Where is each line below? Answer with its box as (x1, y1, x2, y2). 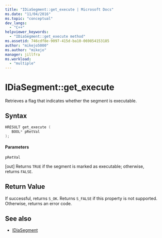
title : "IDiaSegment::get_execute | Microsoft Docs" (5, 7, 114, 12)
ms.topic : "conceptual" (5, 16, 53, 21)
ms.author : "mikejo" (5, 47, 47, 52)
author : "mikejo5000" (5, 43, 49, 48)
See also (5, 214, 32, 223)
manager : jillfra (5, 52, 40, 57)
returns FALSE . (5, 168, 33, 174)
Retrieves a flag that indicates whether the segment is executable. (5, 98, 137, 104)
